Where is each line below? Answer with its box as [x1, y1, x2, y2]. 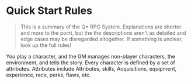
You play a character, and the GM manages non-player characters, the [6, 53, 175, 60]
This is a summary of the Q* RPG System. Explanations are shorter [20, 23, 182, 30]
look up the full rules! [20, 42, 72, 49]
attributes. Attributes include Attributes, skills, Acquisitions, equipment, [6, 65, 177, 72]
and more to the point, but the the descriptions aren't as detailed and [20, 29, 186, 36]
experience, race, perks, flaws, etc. [6, 71, 92, 78]
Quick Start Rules [6, 4, 92, 17]
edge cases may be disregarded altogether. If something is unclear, [20, 35, 183, 42]
